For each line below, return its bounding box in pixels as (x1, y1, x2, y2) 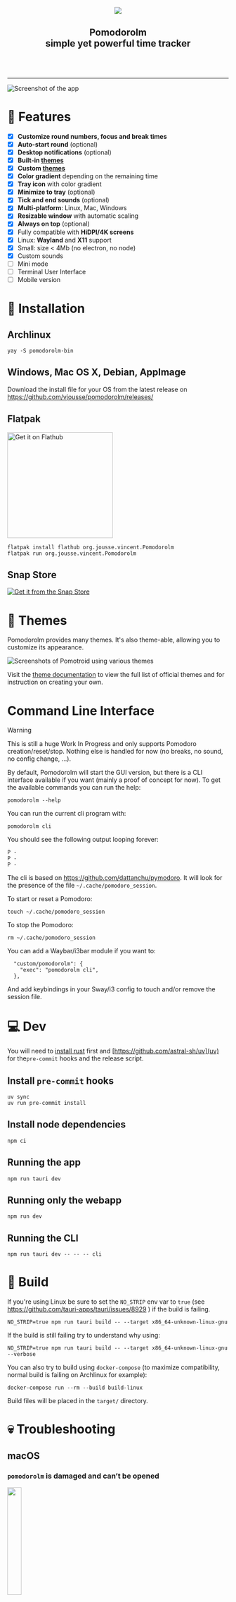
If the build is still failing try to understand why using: (7, 1331, 160, 1340)
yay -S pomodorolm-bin (7, 347, 74, 354)
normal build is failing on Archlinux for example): (7, 1371, 147, 1379)
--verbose (7, 1351, 37, 1358)
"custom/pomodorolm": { (13, 960, 83, 967)
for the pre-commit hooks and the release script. (7, 1054, 144, 1063)
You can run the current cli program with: (7, 809, 126, 818)
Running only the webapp (7, 1194, 122, 1206)
